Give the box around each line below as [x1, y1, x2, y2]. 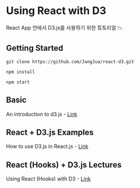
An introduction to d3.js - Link [6, 110, 78, 117]
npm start [6, 79, 30, 85]
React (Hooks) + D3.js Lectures [6, 159, 122, 170]
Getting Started [6, 43, 64, 53]
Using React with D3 [6, 4, 107, 18]
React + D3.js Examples [6, 127, 94, 137]
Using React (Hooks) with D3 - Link [6, 175, 91, 182]
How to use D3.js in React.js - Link [6, 143, 89, 150]
